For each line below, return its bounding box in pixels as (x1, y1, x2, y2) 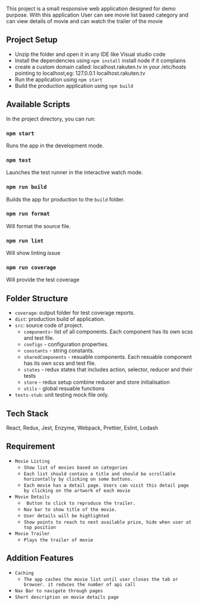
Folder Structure (6, 293, 68, 304)
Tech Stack (6, 408, 49, 418)
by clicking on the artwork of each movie (23, 487, 131, 494)
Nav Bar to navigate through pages (14, 588, 103, 594)
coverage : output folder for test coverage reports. (14, 309, 135, 317)
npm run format (6, 210, 50, 217)
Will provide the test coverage (6, 276, 80, 283)
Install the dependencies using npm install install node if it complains (14, 56, 186, 64)
